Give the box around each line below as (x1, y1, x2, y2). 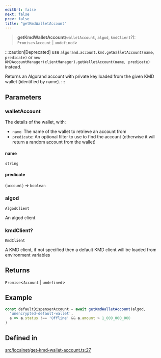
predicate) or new (5, 55, 41, 61)
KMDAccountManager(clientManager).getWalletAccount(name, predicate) (5, 60, 151, 65)
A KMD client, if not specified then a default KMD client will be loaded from (5, 247, 157, 253)
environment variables (5, 252, 51, 258)
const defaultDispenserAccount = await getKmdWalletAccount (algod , (5, 306, 146, 312)
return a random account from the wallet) (12, 139, 96, 145)
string (5, 161, 19, 166)
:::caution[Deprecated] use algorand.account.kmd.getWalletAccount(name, (5, 49, 155, 55)
